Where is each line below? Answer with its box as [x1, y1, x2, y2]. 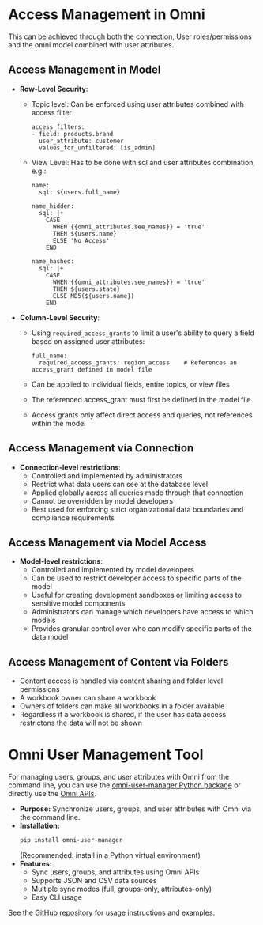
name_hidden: [31, 202, 75, 210]
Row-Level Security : [19, 84, 88, 93]
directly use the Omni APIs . [8, 789, 97, 799]
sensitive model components [31, 598, 126, 608]
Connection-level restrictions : [19, 462, 121, 472]
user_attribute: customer [38, 137, 124, 145]
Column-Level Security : [19, 312, 100, 322]
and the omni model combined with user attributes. [8, 40, 175, 49]
